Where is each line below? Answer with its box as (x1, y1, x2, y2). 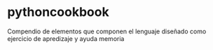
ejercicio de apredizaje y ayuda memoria (7, 34, 125, 42)
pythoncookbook (7, 4, 110, 20)
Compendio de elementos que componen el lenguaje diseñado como (7, 27, 207, 35)
